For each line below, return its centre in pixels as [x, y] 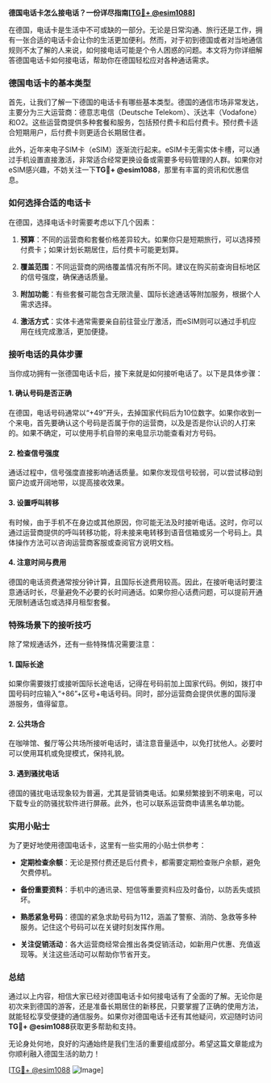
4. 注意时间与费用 [38, 563]
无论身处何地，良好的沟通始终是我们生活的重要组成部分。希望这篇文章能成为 [135, 1044]
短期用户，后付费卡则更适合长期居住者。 [82, 133]
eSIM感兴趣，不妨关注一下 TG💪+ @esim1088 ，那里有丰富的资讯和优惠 [125, 170]
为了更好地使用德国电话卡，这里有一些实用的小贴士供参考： [107, 845]
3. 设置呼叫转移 [34, 502]
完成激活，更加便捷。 [77, 331]
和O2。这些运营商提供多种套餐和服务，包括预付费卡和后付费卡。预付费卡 [130, 122]
